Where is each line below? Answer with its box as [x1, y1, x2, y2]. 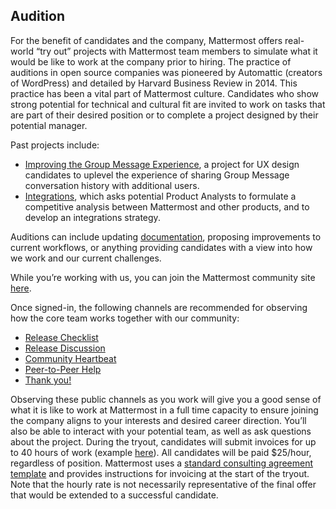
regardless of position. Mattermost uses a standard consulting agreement [10, 457, 314, 469]
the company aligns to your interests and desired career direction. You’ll [10, 414, 307, 426]
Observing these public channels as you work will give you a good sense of [10, 393, 322, 405]
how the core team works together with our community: [10, 312, 240, 324]
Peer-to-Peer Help [24, 363, 102, 375]
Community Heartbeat [24, 352, 117, 364]
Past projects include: [10, 139, 100, 151]
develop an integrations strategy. [24, 211, 161, 223]
